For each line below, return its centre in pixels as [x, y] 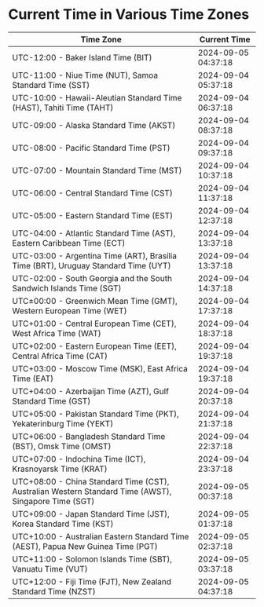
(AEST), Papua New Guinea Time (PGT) [85, 546]
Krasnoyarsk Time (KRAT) [60, 469]
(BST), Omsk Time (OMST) [62, 446]
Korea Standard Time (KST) [63, 524]
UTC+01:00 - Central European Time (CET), [94, 324]
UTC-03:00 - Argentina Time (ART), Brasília [94, 255]
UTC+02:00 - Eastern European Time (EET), [94, 346]
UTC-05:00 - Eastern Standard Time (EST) [93, 215]
